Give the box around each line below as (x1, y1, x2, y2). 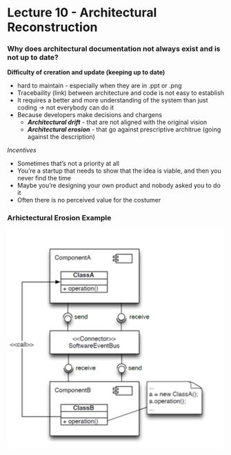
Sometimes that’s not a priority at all (17, 160, 119, 168)
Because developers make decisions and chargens (17, 111, 162, 119)
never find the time (17, 174, 71, 182)
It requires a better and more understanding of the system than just (17, 96, 208, 105)
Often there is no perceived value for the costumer (17, 196, 161, 204)
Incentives (7, 146, 37, 154)
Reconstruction (7, 19, 98, 35)
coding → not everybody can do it (17, 103, 114, 112)
